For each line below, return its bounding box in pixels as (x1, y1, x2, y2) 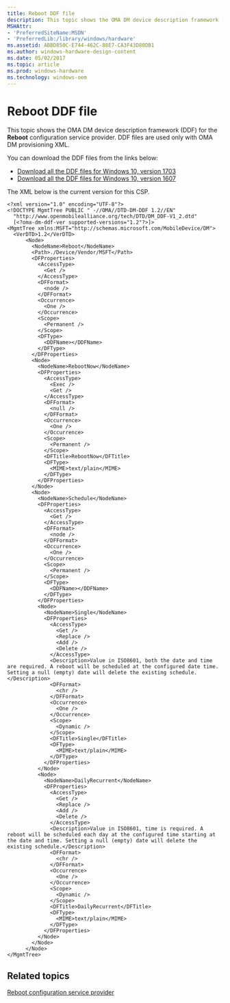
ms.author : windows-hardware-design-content (7, 49, 136, 56)
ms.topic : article (7, 61, 60, 68)
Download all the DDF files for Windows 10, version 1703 (16, 167, 177, 176)
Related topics (7, 970, 70, 982)
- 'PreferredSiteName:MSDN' (7, 29, 88, 36)
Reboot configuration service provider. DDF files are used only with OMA (7, 133, 214, 141)
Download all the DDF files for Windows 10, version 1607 (16, 174, 177, 182)
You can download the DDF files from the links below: (7, 154, 159, 162)
